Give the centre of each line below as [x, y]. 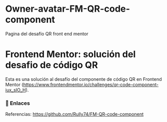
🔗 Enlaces [18, 103]
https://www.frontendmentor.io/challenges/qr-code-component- [91, 84]
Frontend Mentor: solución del [71, 54]
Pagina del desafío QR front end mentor [47, 34]
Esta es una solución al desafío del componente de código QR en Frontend [83, 79]
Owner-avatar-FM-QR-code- [68, 9]
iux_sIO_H [16, 90]
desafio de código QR [52, 65]
